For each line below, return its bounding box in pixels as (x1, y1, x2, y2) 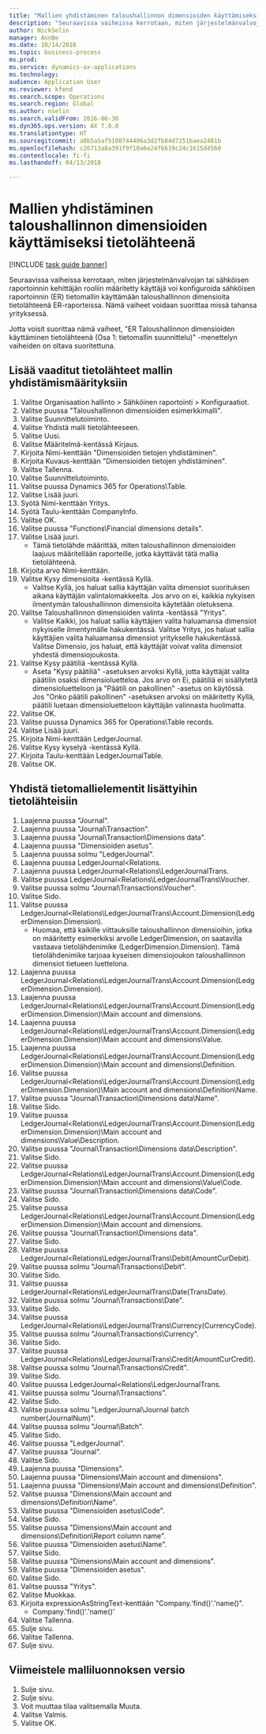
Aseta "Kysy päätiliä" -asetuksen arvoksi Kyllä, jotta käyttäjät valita (32, 666, 249, 676)
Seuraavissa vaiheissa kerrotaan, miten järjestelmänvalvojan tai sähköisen (9, 275, 249, 285)
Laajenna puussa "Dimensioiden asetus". (20, 840, 154, 850)
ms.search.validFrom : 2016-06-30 (9, 115, 119, 123)
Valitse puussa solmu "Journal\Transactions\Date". (20, 1295, 185, 1305)
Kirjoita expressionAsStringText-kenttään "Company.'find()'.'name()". (20, 1598, 244, 1608)
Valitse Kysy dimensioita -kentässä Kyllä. (20, 574, 153, 583)
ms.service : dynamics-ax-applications (9, 63, 137, 71)
